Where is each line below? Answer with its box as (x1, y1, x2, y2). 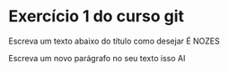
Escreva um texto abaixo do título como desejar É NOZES (8, 36, 221, 46)
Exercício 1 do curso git (8, 6, 185, 27)
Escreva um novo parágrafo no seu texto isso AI (8, 52, 186, 63)
